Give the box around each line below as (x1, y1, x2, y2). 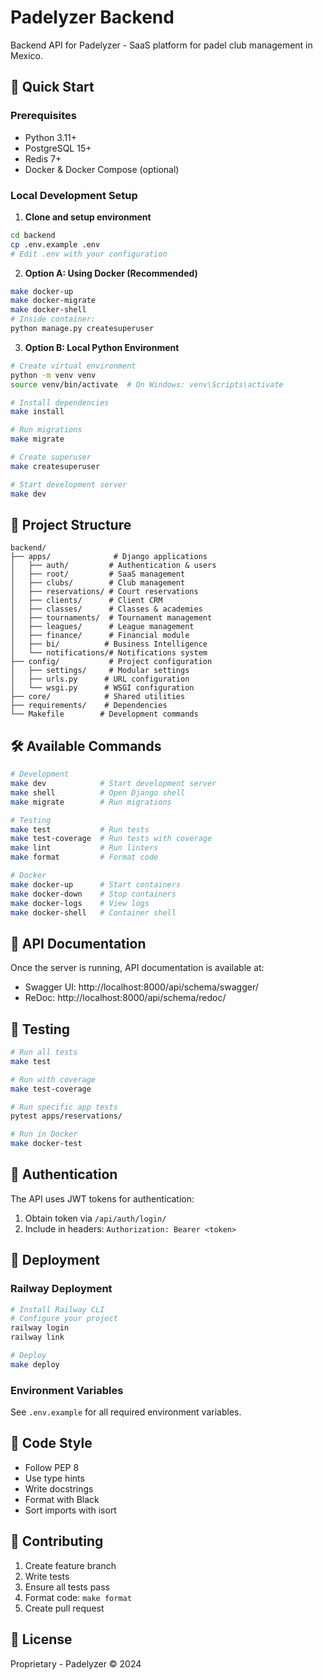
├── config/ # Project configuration (10, 657, 213, 667)
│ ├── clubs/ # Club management (10, 578, 186, 588)
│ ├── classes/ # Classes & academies (10, 604, 203, 615)
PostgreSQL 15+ (24, 142, 92, 154)
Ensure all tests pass (24, 1581, 110, 1593)
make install (10, 407, 65, 417)
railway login (10, 1323, 70, 1333)
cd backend (10, 230, 56, 240)
